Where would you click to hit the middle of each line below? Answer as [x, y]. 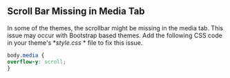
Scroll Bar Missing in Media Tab [76, 11]
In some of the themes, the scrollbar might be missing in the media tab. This [115, 28]
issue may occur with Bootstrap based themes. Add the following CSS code [115, 35]
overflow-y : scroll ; [37, 61]
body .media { [26, 55]
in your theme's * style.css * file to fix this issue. [75, 42]
